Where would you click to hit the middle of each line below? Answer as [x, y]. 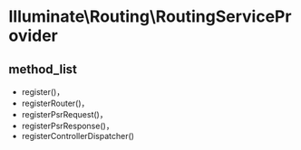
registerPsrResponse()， [68, 126]
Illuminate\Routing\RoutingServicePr [150, 17]
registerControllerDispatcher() [78, 136]
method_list [43, 69]
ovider [33, 36]
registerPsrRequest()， [64, 114]
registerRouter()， [55, 103]
